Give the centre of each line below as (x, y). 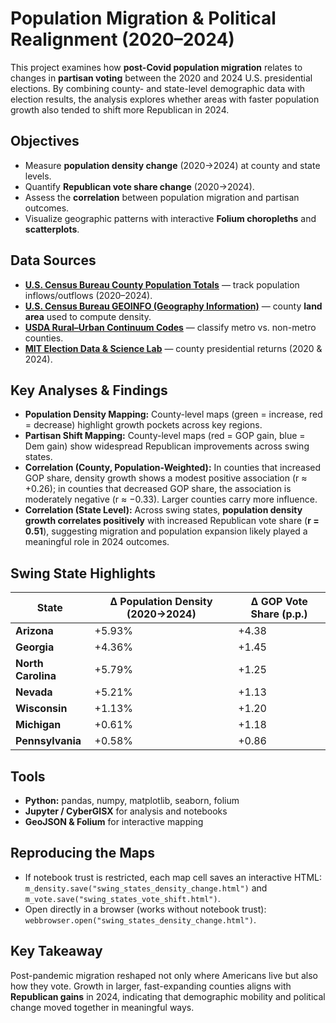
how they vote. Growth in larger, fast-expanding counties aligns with (151, 986)
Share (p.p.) (279, 614)
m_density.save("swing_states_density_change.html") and (146, 888)
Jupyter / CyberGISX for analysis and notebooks (126, 811)
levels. (38, 176)
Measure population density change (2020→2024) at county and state (172, 165)
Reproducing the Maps (82, 853)
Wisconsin (41, 709)
